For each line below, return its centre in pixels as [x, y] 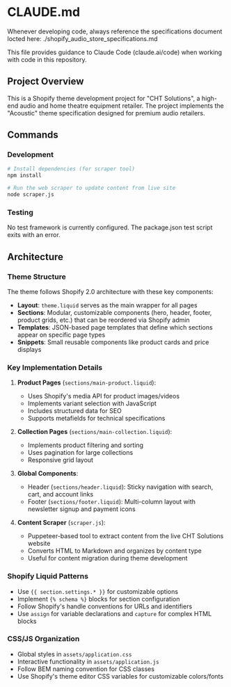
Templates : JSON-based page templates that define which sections [115, 327]
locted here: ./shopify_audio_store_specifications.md [82, 38]
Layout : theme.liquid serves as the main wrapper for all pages [107, 305]
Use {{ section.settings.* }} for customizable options [98, 591]
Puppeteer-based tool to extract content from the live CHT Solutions [126, 536]
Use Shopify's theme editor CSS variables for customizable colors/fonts [120, 676]
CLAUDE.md [44, 12]
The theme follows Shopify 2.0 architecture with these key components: [110, 291]
